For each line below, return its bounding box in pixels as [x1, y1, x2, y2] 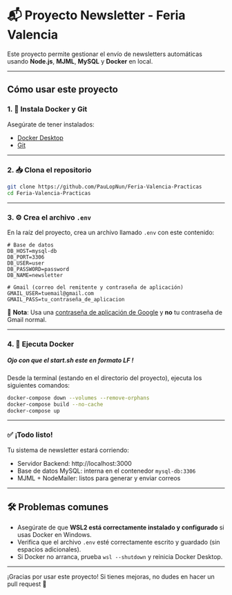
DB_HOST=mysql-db [7, 247, 57, 254]
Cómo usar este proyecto [7, 84, 119, 95]
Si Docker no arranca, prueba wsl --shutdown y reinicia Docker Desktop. [17, 552, 223, 560]
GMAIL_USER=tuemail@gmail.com [7, 290, 95, 296]
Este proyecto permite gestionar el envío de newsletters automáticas [7, 50, 202, 58]
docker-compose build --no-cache [7, 401, 104, 408]
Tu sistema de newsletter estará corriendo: [7, 446, 129, 454]
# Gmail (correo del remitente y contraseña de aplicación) [7, 283, 184, 291]
